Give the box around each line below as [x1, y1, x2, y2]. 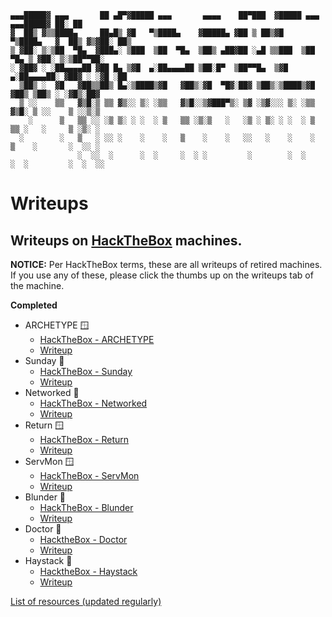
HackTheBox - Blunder [39, 502, 134, 513]
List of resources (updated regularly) [10, 596, 162, 607]
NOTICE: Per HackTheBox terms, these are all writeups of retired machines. [10, 259, 323, 270]
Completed [10, 299, 58, 311]
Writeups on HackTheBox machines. [10, 232, 243, 249]
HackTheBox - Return [39, 434, 130, 445]
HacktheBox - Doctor [39, 534, 128, 545]
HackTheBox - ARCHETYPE [39, 334, 155, 345]
